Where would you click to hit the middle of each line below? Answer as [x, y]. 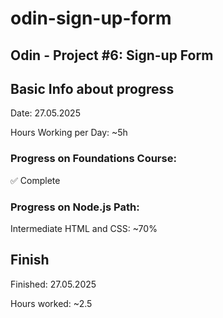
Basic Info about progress [92, 88]
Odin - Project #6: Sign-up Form [112, 55]
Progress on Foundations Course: [93, 159]
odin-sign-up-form [91, 18]
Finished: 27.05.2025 [53, 284]
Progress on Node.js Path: [75, 207]
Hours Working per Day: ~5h [69, 133]
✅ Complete [35, 180]
